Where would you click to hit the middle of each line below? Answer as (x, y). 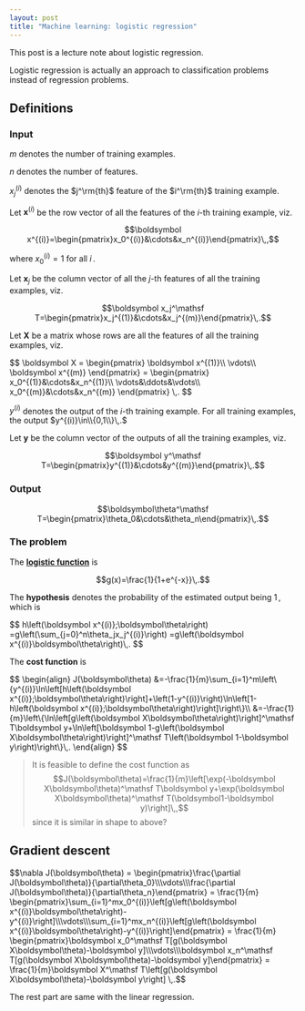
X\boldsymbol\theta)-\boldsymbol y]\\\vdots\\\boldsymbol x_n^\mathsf (141, 950)
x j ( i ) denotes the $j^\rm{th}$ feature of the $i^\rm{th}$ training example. (144, 191)
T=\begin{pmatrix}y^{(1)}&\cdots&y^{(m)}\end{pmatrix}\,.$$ (153, 465)
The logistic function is (54, 562)
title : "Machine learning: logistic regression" (103, 26)
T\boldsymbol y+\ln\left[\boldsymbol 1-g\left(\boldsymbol (117, 727)
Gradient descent (60, 851)
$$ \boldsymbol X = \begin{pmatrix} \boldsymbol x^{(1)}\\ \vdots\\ (133, 363)
